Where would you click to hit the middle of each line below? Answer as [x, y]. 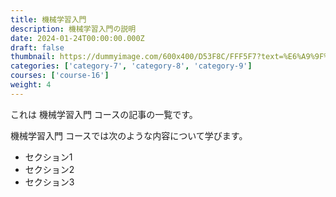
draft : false [37, 47]
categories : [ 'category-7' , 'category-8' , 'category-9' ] [131, 66]
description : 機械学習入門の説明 [73, 29]
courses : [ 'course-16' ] [60, 76]
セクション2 [49, 169]
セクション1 [48, 157]
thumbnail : [33, 57]
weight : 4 [31, 85]
